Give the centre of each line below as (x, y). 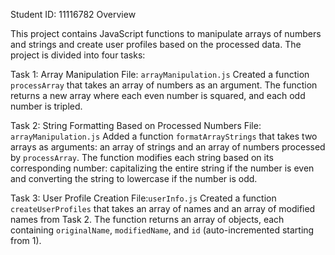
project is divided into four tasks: (78, 55)
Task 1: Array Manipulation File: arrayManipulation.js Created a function (160, 74)
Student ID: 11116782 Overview (73, 14)
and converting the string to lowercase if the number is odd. (134, 178)
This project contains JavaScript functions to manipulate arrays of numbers (166, 33)
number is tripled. (46, 106)
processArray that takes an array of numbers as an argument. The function (164, 85)
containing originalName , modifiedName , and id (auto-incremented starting (162, 230)
